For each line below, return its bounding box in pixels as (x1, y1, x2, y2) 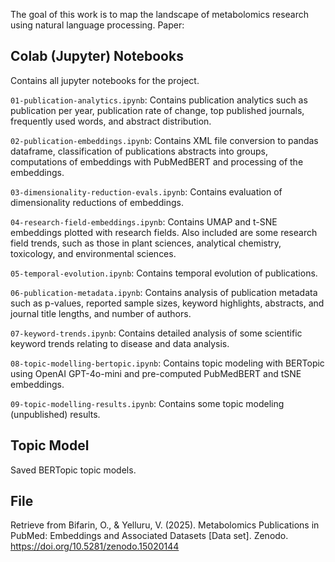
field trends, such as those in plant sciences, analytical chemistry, (10, 237, 282, 249)
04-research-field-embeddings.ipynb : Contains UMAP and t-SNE (10, 215, 278, 228)
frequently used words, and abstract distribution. (10, 115, 212, 127)
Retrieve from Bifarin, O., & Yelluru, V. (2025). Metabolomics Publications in (10, 519, 320, 531)
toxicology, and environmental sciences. (10, 247, 177, 259)
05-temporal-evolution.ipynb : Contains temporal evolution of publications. (10, 267, 318, 279)
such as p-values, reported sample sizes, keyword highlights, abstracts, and (10, 297, 325, 309)
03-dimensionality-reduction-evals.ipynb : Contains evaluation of (10, 185, 283, 198)
